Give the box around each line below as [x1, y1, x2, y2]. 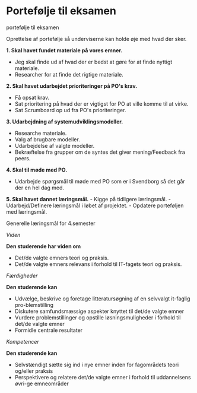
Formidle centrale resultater [14, 327, 83, 334]
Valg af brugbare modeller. [14, 135, 80, 143]
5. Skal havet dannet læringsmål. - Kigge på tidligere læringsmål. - [6, 195, 171, 202]
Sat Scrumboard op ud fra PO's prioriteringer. [14, 106, 126, 113]
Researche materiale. [14, 129, 67, 137]
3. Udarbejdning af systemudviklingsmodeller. [6, 118, 123, 125]
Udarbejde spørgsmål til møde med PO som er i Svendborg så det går [14, 178, 185, 185]
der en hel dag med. [14, 184, 64, 191]
